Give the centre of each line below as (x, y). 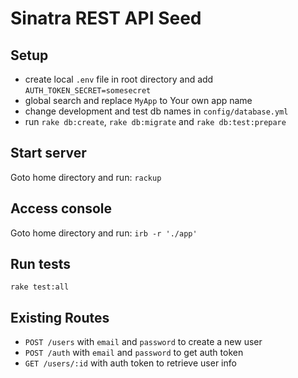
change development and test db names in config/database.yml (156, 111)
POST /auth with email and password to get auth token (134, 353)
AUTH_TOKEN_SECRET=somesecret (88, 91)
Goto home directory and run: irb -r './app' (104, 233)
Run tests (40, 264)
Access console (61, 208)
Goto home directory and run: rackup (86, 177)
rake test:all (40, 287)
